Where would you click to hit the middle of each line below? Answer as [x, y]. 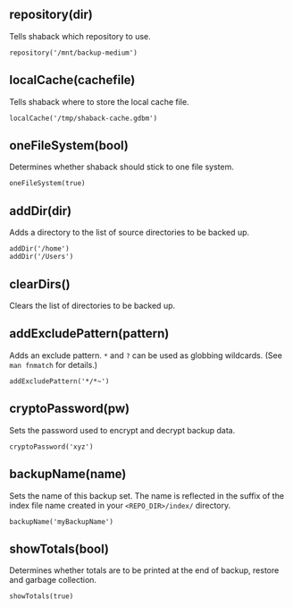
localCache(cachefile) [72, 80]
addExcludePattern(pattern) [89, 334]
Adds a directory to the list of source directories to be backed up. [130, 233]
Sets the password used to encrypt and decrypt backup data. [122, 430]
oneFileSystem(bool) [69, 146]
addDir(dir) [41, 211]
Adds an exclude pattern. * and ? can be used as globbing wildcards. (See [146, 355]
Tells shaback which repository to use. [80, 36]
